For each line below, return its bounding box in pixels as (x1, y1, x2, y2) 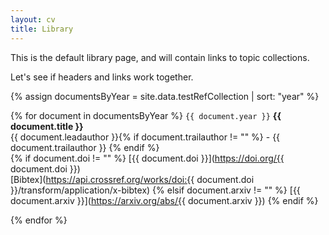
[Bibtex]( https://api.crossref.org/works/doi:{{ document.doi (10, 173, 255, 185)
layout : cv (10, 14, 56, 25)
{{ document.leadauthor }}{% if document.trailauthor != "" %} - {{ (10, 131, 281, 143)
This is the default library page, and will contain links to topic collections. (10, 51, 310, 63)
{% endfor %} (10, 214, 68, 226)
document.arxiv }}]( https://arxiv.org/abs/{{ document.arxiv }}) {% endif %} (10, 194, 319, 206)
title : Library (10, 24, 74, 34)
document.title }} (10, 120, 84, 132)
